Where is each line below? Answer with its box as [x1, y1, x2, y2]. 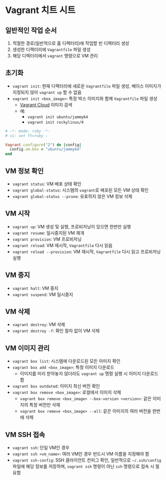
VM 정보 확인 [5, 166, 44, 175]
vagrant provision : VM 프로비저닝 [12, 236, 82, 242]
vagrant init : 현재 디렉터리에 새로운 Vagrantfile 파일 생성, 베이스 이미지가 [12, 83, 161, 89]
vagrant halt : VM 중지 [12, 285, 58, 291]
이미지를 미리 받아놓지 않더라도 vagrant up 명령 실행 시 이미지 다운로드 [19, 370, 158, 376]
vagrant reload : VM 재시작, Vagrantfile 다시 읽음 [12, 242, 113, 248]
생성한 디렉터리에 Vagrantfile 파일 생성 [12, 46, 91, 52]
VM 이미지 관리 [5, 343, 50, 352]
